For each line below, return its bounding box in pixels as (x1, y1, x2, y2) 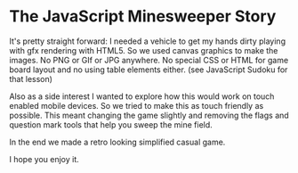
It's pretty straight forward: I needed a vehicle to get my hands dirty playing (9, 36, 286, 46)
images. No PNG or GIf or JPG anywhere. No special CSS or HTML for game (9, 54, 289, 65)
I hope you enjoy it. (9, 153, 80, 164)
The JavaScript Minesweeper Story (9, 6, 277, 27)
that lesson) (9, 73, 53, 84)
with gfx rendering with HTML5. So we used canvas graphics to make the (9, 45, 278, 55)
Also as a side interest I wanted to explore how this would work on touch (9, 91, 275, 102)
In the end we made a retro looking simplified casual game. (9, 136, 226, 147)
